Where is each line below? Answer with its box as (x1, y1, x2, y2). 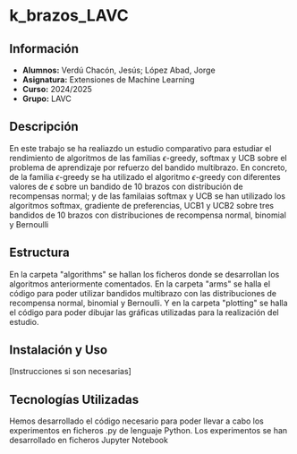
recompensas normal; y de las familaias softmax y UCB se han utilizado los (9, 190, 286, 201)
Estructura (9, 245, 70, 261)
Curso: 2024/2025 (21, 84, 92, 94)
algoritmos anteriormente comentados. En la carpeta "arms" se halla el (9, 278, 271, 289)
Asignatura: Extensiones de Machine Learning (21, 74, 195, 85)
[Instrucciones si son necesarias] (9, 366, 132, 377)
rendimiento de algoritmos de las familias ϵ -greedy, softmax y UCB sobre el (9, 152, 288, 163)
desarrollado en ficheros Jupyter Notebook (9, 435, 168, 446)
